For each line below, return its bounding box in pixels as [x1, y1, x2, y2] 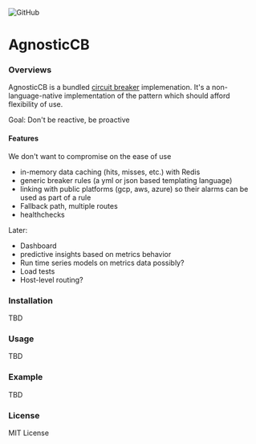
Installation [8, 295, 54, 306]
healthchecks [19, 210, 66, 219]
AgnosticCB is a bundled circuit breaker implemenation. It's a [8, 83, 210, 92]
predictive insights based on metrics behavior [19, 249, 172, 259]
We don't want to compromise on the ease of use [8, 151, 172, 161]
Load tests [19, 266, 55, 276]
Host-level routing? [19, 275, 83, 284]
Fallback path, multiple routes [19, 201, 118, 210]
